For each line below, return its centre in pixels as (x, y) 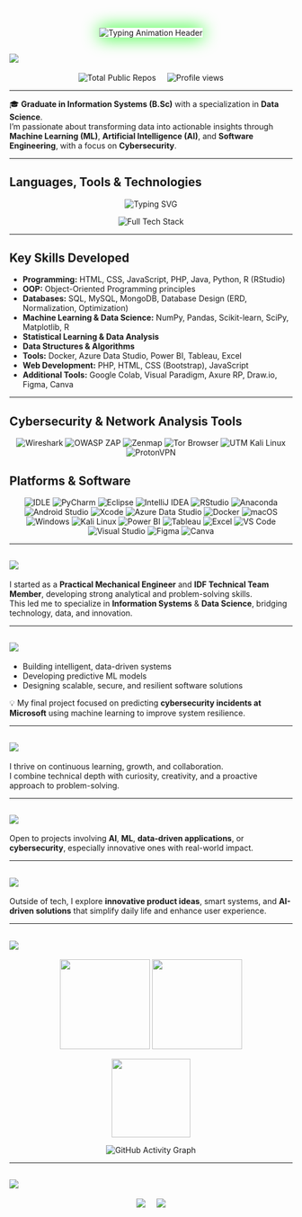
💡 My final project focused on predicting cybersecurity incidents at (136, 703)
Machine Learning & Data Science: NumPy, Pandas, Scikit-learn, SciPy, (155, 318)
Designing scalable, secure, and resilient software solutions (133, 685)
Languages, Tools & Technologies (106, 182)
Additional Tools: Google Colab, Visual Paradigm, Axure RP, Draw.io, (150, 375)
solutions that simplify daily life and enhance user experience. (151, 911)
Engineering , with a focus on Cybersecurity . (93, 146)
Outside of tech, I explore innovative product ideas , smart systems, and (143, 902)
